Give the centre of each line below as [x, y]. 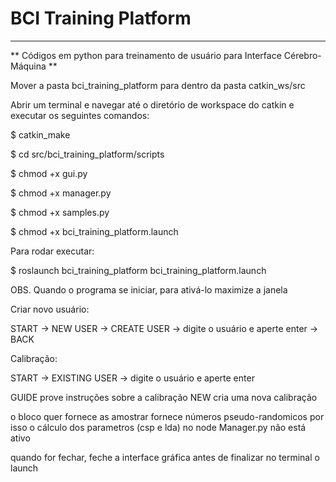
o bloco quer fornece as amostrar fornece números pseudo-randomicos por [167, 416]
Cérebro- [302, 55]
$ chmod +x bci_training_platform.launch [94, 231]
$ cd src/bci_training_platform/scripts [87, 154]
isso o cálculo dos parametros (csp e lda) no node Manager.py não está [158, 427]
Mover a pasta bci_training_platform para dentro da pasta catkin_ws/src [158, 85]
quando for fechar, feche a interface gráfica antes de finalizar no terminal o [165, 457]
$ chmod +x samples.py [60, 212]
